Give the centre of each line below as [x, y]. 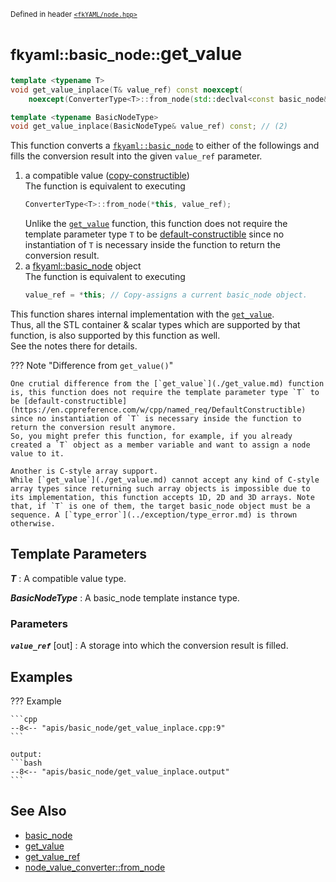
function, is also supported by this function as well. [115, 336]
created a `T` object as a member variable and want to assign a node [160, 445]
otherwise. [33, 524]
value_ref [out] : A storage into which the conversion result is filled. [149, 646]
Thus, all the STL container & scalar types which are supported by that [155, 325]
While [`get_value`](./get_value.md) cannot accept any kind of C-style [165, 480]
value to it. [37, 454]
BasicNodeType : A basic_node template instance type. [125, 597]
